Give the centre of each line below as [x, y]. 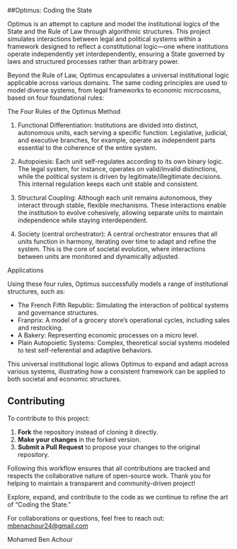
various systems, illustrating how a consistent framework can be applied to [116, 371]
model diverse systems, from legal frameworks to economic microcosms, [114, 90]
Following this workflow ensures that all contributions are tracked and [109, 468]
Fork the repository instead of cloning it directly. [88, 432]
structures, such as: [36, 291]
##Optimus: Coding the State [50, 10]
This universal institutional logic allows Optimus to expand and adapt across [118, 364]
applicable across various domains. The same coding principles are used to [117, 83]
